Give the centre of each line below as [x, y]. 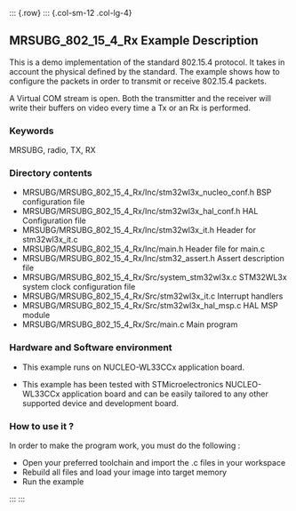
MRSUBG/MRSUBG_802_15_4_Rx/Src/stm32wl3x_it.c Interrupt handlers [152, 296]
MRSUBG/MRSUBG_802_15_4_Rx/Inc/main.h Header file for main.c [143, 249]
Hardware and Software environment [91, 347]
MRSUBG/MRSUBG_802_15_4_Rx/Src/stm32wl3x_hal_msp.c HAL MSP [150, 306]
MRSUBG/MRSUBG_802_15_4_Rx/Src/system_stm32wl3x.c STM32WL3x [154, 277]
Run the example [53, 482]
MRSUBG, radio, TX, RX [52, 150]
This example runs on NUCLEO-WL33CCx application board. [133, 367]
